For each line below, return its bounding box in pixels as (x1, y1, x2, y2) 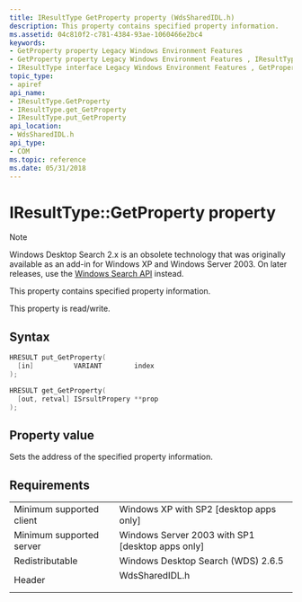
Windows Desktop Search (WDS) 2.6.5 (119, 554, 284, 567)
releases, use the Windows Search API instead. (9, 269, 184, 279)
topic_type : (9, 72, 54, 81)
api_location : (9, 122, 63, 131)
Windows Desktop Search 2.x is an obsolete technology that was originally (9, 249, 286, 261)
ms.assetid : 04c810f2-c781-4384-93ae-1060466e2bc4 (9, 30, 203, 39)
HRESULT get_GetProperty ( (9, 385, 106, 395)
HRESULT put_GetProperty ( (9, 353, 106, 362)
